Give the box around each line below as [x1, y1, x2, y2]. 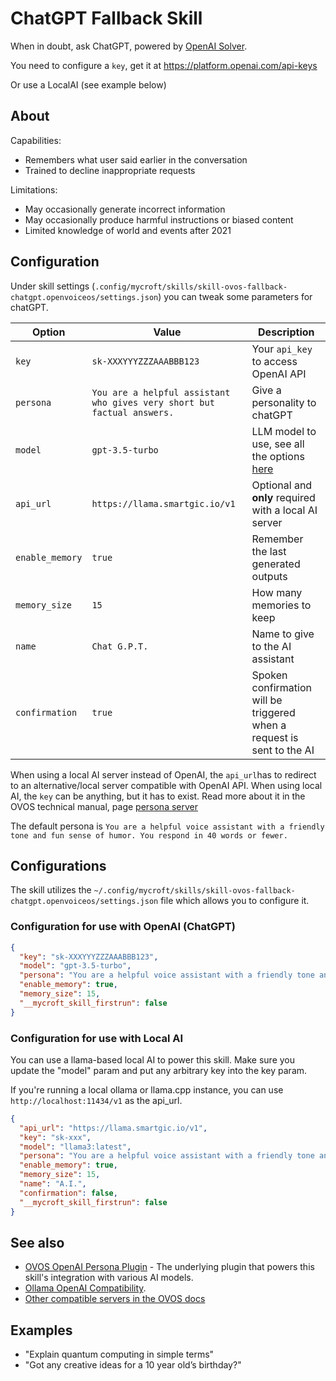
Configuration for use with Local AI [10, 1031, 184, 1045]
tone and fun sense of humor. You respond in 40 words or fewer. [10, 830, 288, 841]
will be [251, 693, 283, 707]
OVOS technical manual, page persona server [10, 800, 199, 812]
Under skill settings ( [10, 280, 96, 292]
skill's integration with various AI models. [24, 1272, 194, 1284]
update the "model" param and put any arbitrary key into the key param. [10, 1064, 308, 1076]
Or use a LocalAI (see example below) [10, 78, 167, 91]
